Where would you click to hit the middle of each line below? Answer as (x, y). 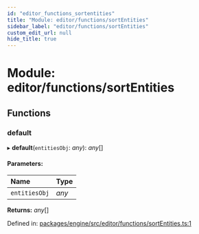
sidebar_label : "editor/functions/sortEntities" (78, 26)
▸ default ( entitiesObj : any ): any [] (55, 148)
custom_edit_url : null (39, 33)
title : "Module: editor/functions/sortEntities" (78, 20)
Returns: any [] (28, 210)
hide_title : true (32, 39)
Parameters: (25, 163)
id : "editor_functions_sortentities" (61, 13)
